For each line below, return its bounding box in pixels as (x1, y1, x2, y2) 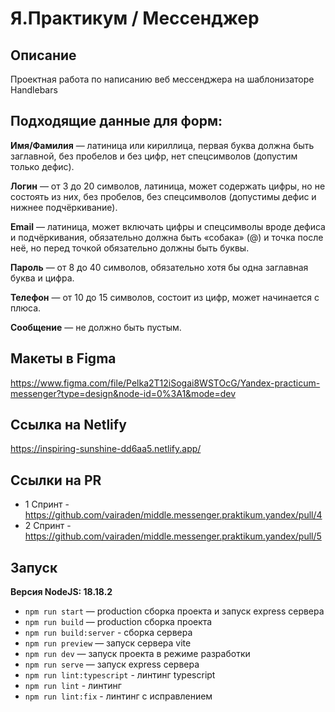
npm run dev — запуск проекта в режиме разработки (24, 648, 251, 660)
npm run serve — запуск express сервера (24, 658, 200, 671)
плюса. (10, 302, 42, 314)
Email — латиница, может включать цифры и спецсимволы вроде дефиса (10, 220, 326, 232)
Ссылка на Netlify (10, 417, 127, 434)
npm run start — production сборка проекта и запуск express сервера (24, 605, 325, 617)
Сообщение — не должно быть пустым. (10, 321, 182, 333)
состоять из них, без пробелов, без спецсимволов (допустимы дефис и (10, 190, 317, 202)
